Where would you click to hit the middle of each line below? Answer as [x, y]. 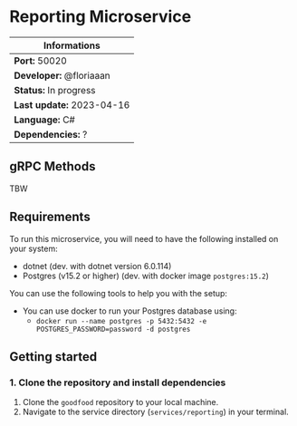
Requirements [50, 217]
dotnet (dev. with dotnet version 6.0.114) [97, 266]
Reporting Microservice [101, 17]
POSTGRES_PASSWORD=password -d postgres [113, 329]
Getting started [53, 357]
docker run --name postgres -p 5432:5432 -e [121, 321]
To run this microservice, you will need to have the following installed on [144, 238]
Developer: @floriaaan [62, 75]
